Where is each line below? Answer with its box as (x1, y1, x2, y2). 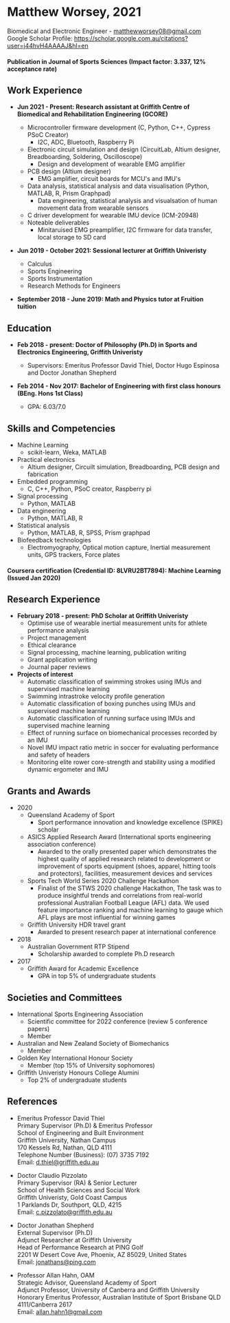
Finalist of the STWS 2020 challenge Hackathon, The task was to (37, 884, 222, 892)
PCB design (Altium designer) (27, 167, 111, 176)
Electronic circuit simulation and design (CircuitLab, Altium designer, (27, 145, 221, 154)
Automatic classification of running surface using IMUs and (27, 714, 196, 723)
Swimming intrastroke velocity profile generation (27, 692, 165, 701)
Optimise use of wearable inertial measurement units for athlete (27, 619, 207, 627)
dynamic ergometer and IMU (27, 765, 108, 774)
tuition (16, 302, 36, 310)
